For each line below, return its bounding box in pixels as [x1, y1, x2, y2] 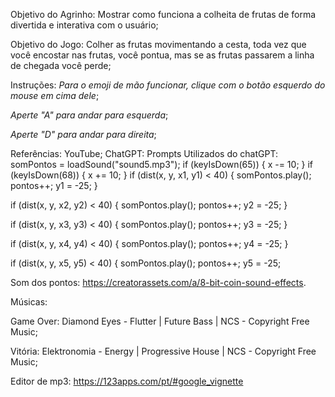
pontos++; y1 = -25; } [10, 180, 98, 191]
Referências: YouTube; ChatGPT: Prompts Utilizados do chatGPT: [10, 148, 278, 159]
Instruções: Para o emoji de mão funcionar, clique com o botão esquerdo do [10, 79, 326, 91]
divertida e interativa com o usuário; [10, 19, 159, 31]
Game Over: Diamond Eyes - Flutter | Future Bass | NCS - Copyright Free [10, 315, 310, 327]
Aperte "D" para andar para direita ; [10, 129, 157, 140]
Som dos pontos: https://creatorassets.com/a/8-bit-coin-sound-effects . [10, 277, 307, 288]
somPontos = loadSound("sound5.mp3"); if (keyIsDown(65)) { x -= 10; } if [10, 159, 314, 170]
